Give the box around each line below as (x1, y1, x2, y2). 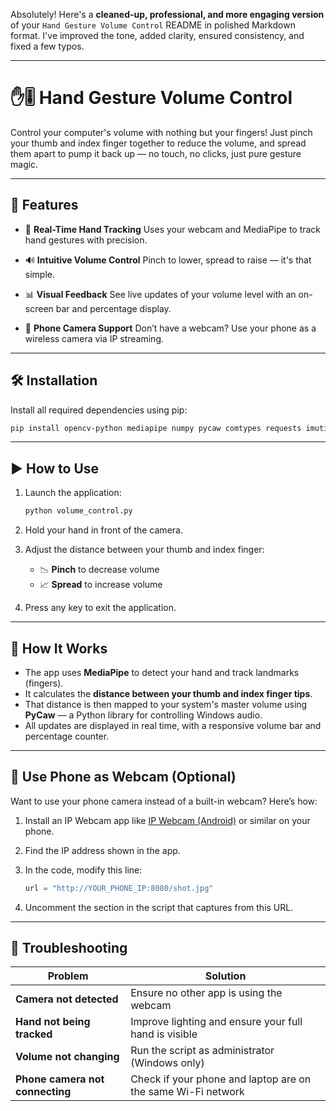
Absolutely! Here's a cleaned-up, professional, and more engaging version (10, 9, 325, 20)
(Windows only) (130, 1056, 205, 1070)
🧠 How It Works (10, 640, 108, 657)
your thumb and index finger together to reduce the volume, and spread (10, 137, 307, 149)
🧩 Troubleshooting (10, 940, 128, 957)
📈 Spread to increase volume (39, 579, 163, 591)
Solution (204, 969, 247, 983)
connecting (15, 1085, 72, 1099)
